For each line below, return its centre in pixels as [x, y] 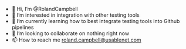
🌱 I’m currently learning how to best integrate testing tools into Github [96, 21]
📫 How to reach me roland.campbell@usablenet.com [77, 40]
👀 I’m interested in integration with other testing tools [75, 15]
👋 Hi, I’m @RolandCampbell [45, 9]
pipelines [23, 27]
